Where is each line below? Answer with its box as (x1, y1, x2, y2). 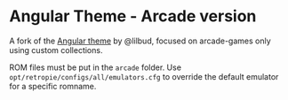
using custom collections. (9, 44, 103, 55)
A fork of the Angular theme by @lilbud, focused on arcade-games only (9, 35, 271, 46)
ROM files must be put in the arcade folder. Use (9, 62, 182, 73)
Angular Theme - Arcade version (9, 6, 257, 27)
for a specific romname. (9, 81, 97, 91)
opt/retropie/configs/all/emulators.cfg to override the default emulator (9, 71, 279, 81)
